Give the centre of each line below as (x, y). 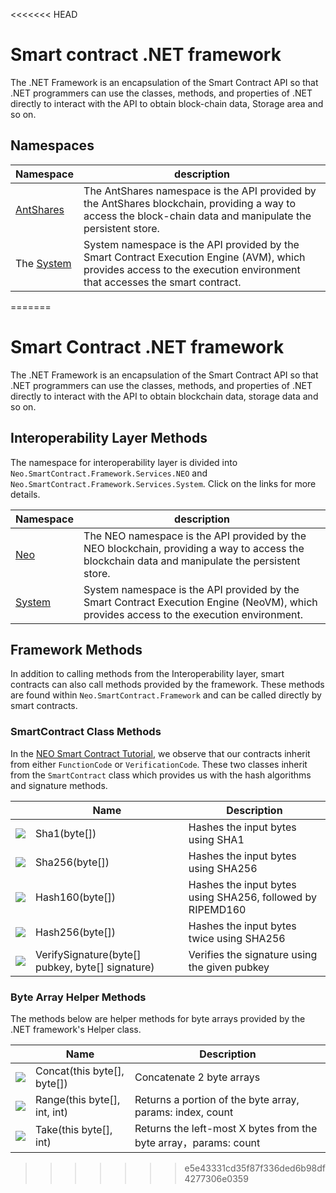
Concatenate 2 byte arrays (197, 1077)
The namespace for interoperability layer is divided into (124, 462)
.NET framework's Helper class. (76, 1029)
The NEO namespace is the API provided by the (195, 536)
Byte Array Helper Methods (78, 997)
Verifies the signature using (253, 954)
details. (25, 494)
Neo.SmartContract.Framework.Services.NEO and (109, 473)
